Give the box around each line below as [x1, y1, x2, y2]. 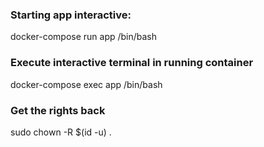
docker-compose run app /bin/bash [10, 31, 158, 43]
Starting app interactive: [10, 8, 132, 22]
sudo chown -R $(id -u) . [10, 126, 112, 138]
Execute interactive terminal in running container [10, 56, 254, 70]
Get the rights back [10, 103, 106, 117]
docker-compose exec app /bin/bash [10, 78, 163, 90]
